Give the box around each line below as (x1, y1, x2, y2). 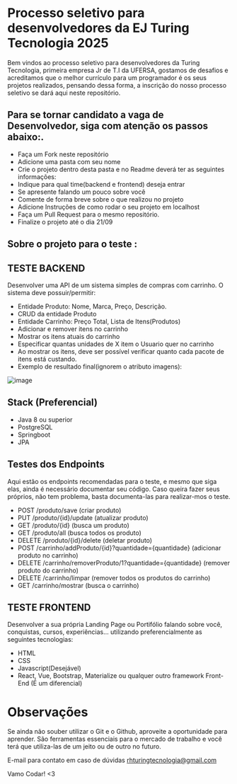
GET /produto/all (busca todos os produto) (17, 529, 141, 537)
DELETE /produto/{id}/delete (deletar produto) (17, 536, 153, 544)
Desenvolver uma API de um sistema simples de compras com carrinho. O (7, 281, 224, 289)
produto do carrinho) (17, 566, 79, 575)
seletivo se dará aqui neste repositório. (7, 88, 121, 97)
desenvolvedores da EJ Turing (7, 20, 190, 36)
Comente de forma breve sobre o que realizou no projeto (17, 195, 184, 203)
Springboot (17, 430, 51, 439)
